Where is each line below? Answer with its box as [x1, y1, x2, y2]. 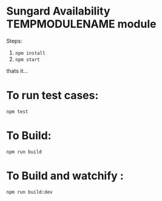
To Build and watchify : [6, 169, 124, 183]
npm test [6, 108, 29, 115]
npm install [15, 50, 46, 56]
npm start [15, 56, 41, 63]
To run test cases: [6, 89, 99, 103]
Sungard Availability [6, 4, 110, 18]
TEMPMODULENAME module [6, 17, 157, 31]
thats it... [6, 67, 29, 74]
